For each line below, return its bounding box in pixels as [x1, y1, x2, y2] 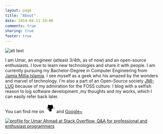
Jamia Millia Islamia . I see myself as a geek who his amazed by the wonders [5, 73, 158, 78]
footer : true [5, 34, 32, 39]
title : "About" [5, 13, 36, 18]
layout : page [5, 8, 32, 13]
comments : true [5, 23, 36, 28]
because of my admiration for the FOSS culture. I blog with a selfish [15, 83, 152, 89]
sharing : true [5, 28, 34, 34]
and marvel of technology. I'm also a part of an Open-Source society [5, 78, 144, 84]
